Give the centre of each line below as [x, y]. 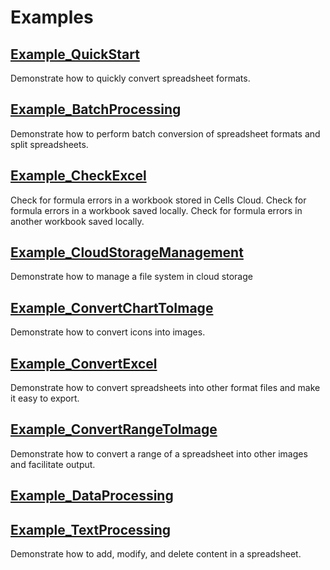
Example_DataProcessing [92, 496]
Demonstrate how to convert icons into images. [108, 332]
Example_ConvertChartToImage [112, 307]
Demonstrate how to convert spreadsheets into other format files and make [165, 388]
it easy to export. [45, 398]
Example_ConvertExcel [84, 363]
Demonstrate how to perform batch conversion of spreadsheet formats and [165, 133]
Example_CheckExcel [78, 176]
